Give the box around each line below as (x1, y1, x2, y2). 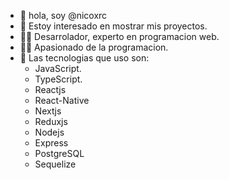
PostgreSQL (34, 148, 85, 159)
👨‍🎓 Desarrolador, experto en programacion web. (19, 31, 220, 42)
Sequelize (34, 158, 77, 170)
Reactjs (34, 84, 67, 95)
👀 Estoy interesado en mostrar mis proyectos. (19, 20, 208, 32)
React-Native (34, 95, 90, 106)
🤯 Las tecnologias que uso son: (19, 52, 150, 64)
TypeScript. (34, 73, 83, 85)
